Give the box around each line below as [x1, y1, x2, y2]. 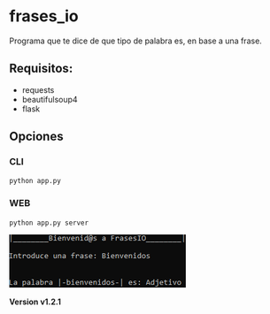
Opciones [9, 129, 64, 144]
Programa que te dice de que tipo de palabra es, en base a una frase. [9, 35, 263, 46]
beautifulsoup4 [21, 94, 78, 104]
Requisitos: [9, 61, 73, 76]
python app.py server [9, 218, 89, 227]
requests [21, 84, 55, 95]
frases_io [9, 6, 79, 27]
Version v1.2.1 [9, 296, 62, 307]
